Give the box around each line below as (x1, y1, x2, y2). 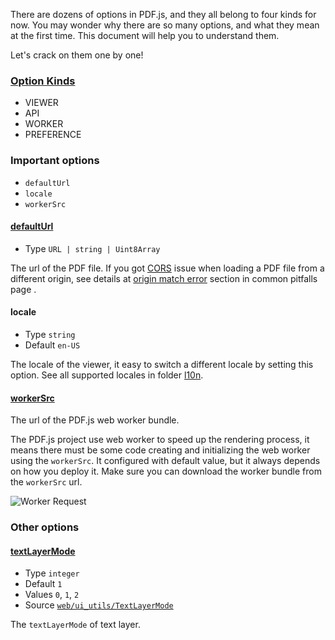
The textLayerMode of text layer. (10, 619, 141, 631)
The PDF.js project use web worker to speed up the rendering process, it (10, 434, 310, 446)
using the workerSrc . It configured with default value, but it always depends (10, 455, 321, 467)
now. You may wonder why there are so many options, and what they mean (10, 19, 320, 31)
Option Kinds (10, 74, 76, 88)
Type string (24, 329, 76, 340)
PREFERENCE (24, 129, 82, 141)
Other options (10, 520, 80, 534)
